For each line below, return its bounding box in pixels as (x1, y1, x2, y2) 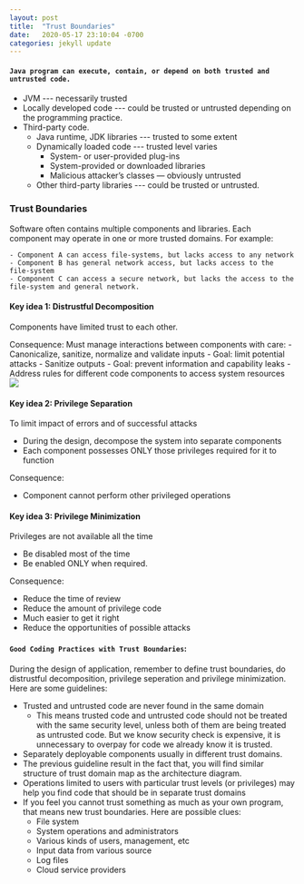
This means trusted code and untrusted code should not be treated (35, 710, 288, 721)
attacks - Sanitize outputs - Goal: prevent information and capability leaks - (9, 358, 291, 368)
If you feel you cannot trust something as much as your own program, (22, 796, 284, 808)
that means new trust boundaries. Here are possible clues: (22, 806, 242, 817)
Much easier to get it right (22, 613, 120, 624)
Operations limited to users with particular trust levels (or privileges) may (22, 777, 295, 788)
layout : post (9, 13, 59, 23)
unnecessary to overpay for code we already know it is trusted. (35, 739, 273, 750)
